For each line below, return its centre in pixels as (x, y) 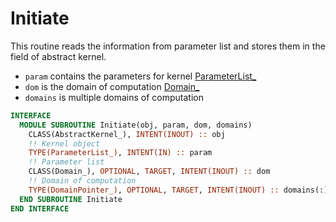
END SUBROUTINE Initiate (71, 199)
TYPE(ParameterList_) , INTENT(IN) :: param (120, 153)
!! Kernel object (64, 143)
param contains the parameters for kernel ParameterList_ (140, 76)
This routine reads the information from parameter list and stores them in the (168, 46)
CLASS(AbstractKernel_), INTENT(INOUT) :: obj (127, 134)
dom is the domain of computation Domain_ (112, 86)
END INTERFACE (40, 208)
